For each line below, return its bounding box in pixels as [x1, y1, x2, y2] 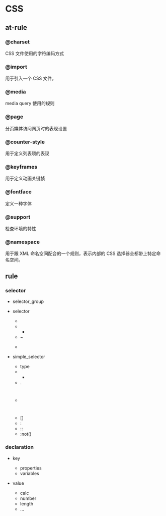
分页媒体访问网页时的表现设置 [5, 125, 67, 131]
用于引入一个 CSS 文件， [5, 75, 57, 81]
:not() [20, 431, 32, 437]
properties [20, 465, 42, 471]
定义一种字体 [5, 200, 32, 207]
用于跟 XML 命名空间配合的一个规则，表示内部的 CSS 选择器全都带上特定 [5, 250, 157, 256]
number [20, 495, 37, 501]
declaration [5, 444, 34, 451]
